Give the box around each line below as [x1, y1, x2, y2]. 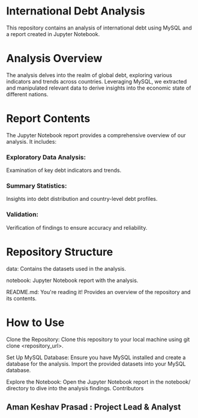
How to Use [6, 316, 65, 329]
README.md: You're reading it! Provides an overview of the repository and [6, 288, 191, 295]
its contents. [6, 295, 37, 302]
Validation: [6, 211, 39, 219]
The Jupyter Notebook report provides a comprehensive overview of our [6, 131, 186, 139]
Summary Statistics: [6, 182, 67, 190]
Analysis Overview [6, 52, 103, 66]
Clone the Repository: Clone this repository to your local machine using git [6, 336, 190, 343]
